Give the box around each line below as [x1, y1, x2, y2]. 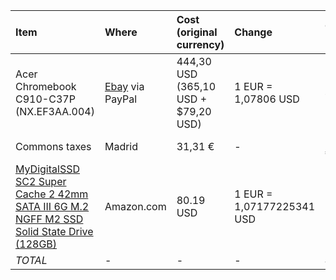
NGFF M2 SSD [15, 212, 84, 226]
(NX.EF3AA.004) [15, 105, 95, 118]
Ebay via [104, 80, 145, 93]
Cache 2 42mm [15, 187, 89, 201]
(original [176, 25, 218, 39]
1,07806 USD [234, 92, 300, 106]
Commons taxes [15, 140, 92, 153]
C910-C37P [15, 92, 76, 106]
